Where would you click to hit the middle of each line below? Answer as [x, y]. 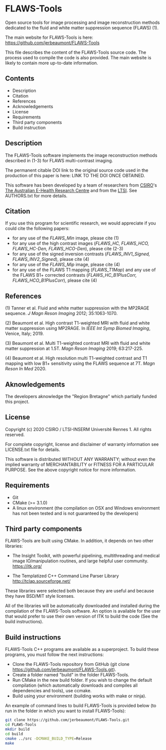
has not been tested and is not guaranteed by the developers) [75, 513]
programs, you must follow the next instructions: [55, 654]
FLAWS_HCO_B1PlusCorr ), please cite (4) [55, 280]
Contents [20, 78]
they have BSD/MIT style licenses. [40, 596]
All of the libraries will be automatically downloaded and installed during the [83, 606]
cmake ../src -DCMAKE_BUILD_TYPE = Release [49, 739]
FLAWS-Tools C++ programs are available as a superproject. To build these [82, 649]
